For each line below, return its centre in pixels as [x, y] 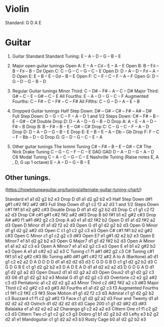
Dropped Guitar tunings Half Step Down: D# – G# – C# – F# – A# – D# [82, 111]
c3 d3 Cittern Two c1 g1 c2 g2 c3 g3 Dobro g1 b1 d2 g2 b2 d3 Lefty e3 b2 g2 [82, 314]
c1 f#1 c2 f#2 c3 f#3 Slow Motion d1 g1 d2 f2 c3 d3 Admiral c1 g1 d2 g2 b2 [80, 293]
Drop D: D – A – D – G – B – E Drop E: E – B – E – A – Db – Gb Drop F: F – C [86, 132]
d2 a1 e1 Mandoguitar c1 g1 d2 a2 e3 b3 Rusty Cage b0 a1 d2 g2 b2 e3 [76, 319]
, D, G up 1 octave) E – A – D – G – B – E [51, 162]
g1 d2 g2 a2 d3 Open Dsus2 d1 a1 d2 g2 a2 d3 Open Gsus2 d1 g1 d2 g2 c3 [80, 272]
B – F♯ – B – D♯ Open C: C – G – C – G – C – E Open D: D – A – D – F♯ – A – [85, 71]
